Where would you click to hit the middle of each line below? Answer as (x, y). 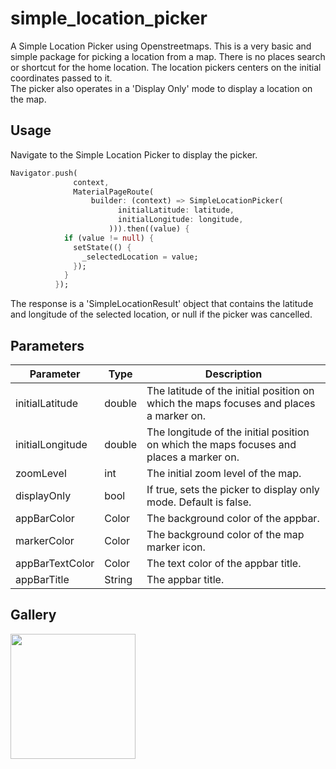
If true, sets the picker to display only (233, 489)
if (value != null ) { (109, 238)
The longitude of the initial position (228, 432)
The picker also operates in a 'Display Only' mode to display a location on (161, 88)
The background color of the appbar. (233, 518)
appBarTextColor (55, 563)
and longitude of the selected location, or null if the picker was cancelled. (161, 314)
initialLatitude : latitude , (176, 210)
